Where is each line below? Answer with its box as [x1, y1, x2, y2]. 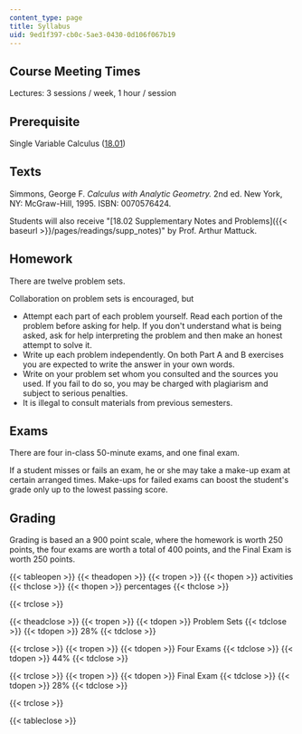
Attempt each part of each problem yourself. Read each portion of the [22, 310, 283, 322]
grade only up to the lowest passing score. [9, 484, 169, 495]
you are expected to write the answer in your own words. [22, 359, 235, 370]
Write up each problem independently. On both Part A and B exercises [22, 349, 285, 360]
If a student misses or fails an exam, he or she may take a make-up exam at [9, 465, 291, 476]
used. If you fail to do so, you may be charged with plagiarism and [22, 378, 269, 389]
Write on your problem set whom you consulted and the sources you [22, 368, 278, 379]
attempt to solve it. [22, 339, 92, 350]
